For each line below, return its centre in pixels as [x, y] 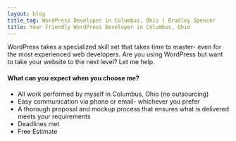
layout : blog [26, 14]
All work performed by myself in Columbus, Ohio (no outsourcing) [113, 94]
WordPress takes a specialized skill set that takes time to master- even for [114, 47]
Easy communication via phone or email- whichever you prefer [108, 101]
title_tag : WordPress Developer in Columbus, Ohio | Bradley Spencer [112, 20]
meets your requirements [54, 116]
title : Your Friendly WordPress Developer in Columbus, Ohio [99, 27]
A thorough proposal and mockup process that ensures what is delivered [123, 109]
